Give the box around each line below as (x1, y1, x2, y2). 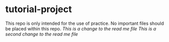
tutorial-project (5, 4, 72, 15)
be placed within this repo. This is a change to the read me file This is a (5, 25, 156, 31)
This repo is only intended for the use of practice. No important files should (5, 20, 164, 26)
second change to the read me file (5, 31, 78, 37)
